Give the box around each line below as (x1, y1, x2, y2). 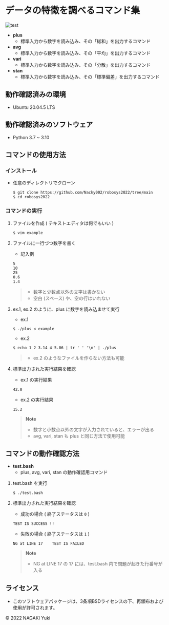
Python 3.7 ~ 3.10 (12, 134, 50, 140)
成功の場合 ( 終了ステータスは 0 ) (20, 511, 90, 517)
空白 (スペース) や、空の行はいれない (33, 295, 111, 301)
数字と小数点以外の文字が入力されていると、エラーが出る (33, 426, 155, 432)
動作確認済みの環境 (5, 90, 66, 99)
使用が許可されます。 (12, 604, 58, 611)
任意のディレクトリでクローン (12, 180, 76, 186)
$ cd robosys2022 (12, 195, 50, 200)
